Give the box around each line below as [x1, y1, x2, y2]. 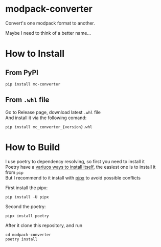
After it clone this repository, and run [5, 222, 83, 228]
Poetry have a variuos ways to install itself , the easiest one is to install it [5, 164, 156, 170]
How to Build [5, 141, 60, 153]
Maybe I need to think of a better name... [5, 30, 91, 36]
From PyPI [5, 68, 38, 77]
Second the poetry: [5, 203, 46, 210]
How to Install [5, 48, 65, 59]
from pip [5, 169, 24, 175]
